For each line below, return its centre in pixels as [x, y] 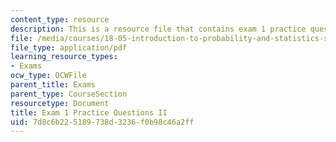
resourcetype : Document [60, 103]
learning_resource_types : [64, 57]
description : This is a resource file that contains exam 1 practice [158, 29]
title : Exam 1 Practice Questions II [89, 112]
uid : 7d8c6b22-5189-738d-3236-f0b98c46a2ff [102, 122]
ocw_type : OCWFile [48, 76]
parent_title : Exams [53, 85]
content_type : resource [60, 19]
